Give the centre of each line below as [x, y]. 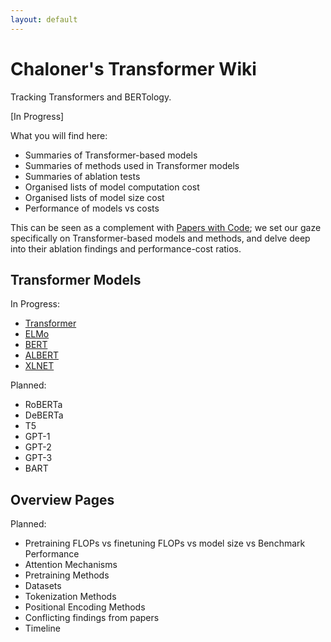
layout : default [44, 19]
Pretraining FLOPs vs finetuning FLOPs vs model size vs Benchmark [165, 543]
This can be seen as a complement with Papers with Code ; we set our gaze [166, 227]
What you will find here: [59, 135]
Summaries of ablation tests [82, 176]
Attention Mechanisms [71, 565]
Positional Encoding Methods [85, 607]
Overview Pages [62, 499]
